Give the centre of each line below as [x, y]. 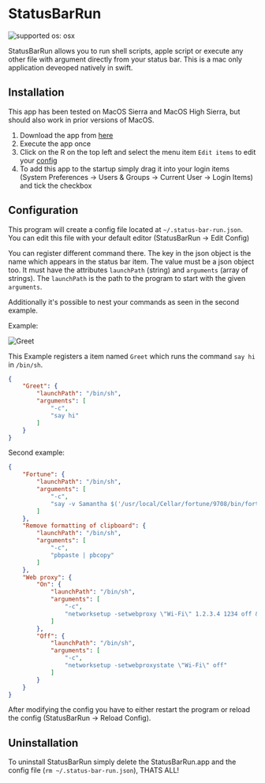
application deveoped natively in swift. [71, 67]
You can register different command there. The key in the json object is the [130, 253]
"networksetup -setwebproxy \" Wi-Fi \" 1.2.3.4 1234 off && [163, 614]
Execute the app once [55, 144]
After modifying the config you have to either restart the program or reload [129, 710]
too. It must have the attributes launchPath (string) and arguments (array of [128, 270]
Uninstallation [43, 743]
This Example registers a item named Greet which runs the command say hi [132, 356]
